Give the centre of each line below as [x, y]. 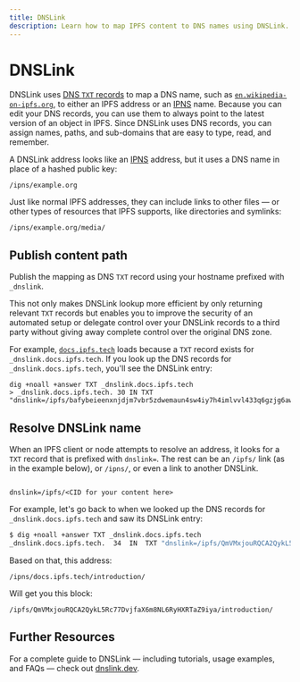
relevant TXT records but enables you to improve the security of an [131, 313]
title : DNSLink [37, 17]
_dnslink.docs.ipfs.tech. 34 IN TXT [83, 543]
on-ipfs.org [31, 105]
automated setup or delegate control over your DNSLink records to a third [145, 323]
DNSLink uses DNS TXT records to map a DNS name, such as [121, 95]
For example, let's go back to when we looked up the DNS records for [137, 509]
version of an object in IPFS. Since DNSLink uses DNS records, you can [141, 123]
